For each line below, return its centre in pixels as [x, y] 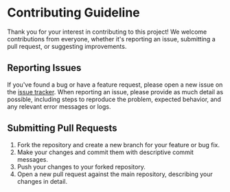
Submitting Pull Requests [62, 128]
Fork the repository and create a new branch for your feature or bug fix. [118, 145]
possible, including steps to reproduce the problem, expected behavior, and [114, 99]
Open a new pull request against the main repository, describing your [115, 174]
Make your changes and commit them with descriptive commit [105, 152]
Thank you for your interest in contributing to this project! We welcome [107, 32]
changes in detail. [42, 181]
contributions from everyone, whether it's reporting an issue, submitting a [111, 39]
